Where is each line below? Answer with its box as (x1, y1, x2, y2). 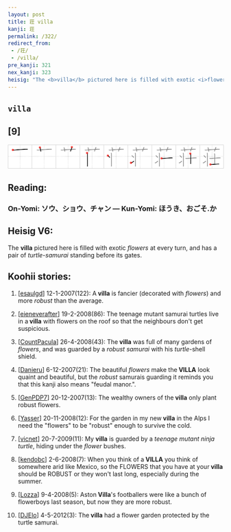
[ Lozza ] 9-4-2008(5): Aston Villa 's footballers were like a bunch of (17, 490, 207, 498)
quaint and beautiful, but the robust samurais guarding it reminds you (17, 373, 214, 381)
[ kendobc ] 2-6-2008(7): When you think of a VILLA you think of (17, 455, 198, 463)
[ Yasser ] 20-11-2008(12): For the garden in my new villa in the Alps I (17, 414, 210, 422)
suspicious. (17, 324, 51, 332)
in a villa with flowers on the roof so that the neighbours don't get (17, 316, 203, 325)
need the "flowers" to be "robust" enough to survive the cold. (17, 421, 192, 429)
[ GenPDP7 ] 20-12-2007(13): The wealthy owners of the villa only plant (17, 393, 217, 402)
